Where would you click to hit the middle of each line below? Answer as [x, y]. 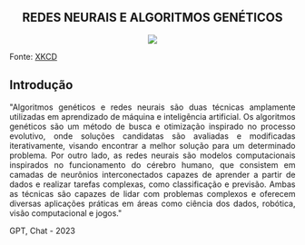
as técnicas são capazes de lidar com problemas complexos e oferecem [152, 193]
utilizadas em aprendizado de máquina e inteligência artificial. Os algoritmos [152, 116]
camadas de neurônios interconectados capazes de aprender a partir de [152, 174]
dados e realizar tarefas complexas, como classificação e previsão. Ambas [152, 184]
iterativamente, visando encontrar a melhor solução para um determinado [152, 145]
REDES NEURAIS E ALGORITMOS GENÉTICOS [152, 18]
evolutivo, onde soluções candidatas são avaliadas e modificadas [152, 136]
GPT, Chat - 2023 [42, 230]
